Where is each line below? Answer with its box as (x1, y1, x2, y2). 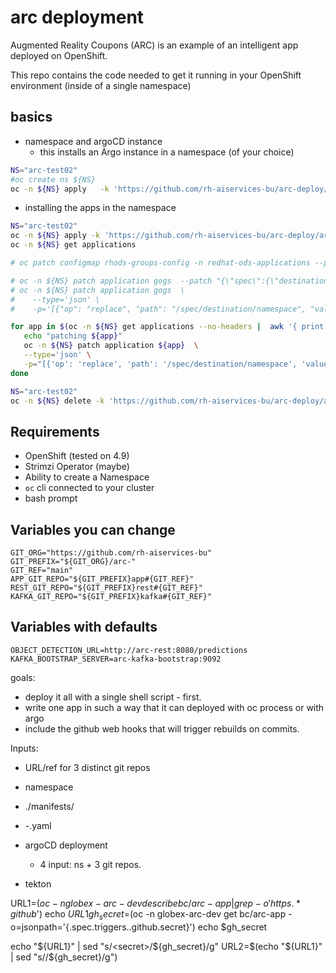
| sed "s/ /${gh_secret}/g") (10, 951, 118, 963)
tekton (24, 877, 52, 890)
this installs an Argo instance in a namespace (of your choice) (39, 146, 295, 158)
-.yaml (24, 819, 52, 831)
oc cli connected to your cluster (24, 482, 155, 494)
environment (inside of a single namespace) (10, 79, 192, 91)
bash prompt (24, 492, 78, 505)
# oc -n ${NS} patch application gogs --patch (10, 276, 213, 286)
